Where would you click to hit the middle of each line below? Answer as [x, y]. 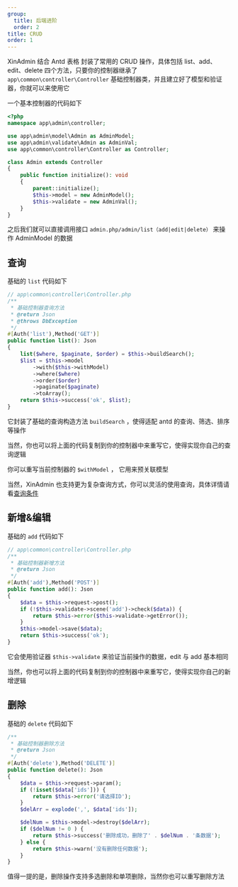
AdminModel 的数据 [44, 238]
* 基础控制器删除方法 [38, 744]
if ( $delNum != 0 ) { [52, 829]
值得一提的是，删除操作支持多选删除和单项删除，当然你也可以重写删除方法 [116, 876]
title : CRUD [25, 34]
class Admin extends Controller [55, 162]
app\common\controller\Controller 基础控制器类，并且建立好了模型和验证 [115, 80]
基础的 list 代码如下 [37, 281]
